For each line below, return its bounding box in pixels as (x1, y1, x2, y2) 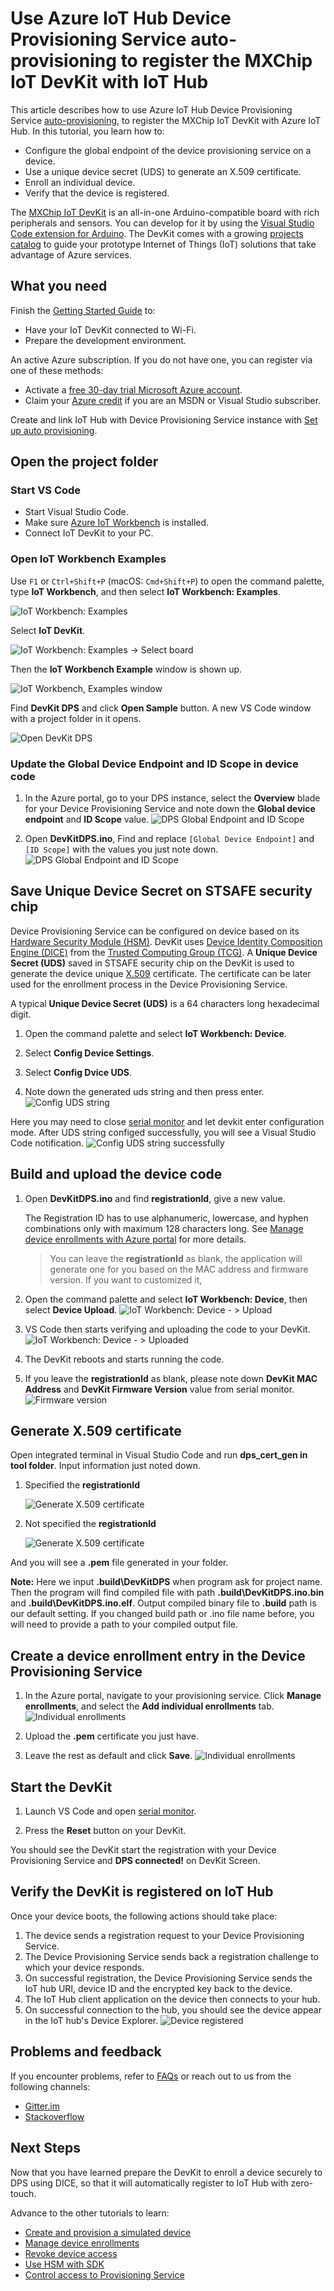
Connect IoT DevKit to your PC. (24, 527, 154, 539)
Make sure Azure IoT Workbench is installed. (24, 517, 210, 529)
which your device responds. (24, 1961, 145, 1973)
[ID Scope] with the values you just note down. (24, 843, 219, 856)
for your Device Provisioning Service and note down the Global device (24, 803, 316, 815)
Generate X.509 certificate (10, 1423, 182, 1440)
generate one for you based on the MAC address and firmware (49, 1263, 309, 1275)
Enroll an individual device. (24, 176, 136, 188)
